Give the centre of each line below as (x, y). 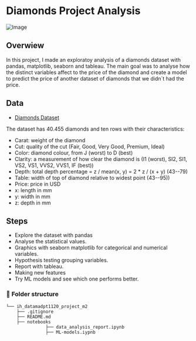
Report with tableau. (39, 266)
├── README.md (34, 317)
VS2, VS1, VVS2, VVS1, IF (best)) (54, 165)
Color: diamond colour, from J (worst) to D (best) (74, 153)
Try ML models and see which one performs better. (77, 279)
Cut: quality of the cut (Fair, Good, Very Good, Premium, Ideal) (90, 146)
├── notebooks (34, 322)
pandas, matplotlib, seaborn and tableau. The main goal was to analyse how (98, 66)
